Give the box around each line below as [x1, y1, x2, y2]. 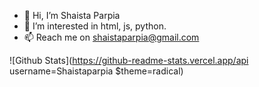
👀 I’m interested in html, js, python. [23, 20, 167, 32]
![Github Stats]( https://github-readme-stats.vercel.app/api [9, 55, 249, 66]
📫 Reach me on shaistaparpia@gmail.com [23, 31, 200, 43]
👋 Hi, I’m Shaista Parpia [23, 10, 121, 21]
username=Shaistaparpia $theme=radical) [9, 65, 184, 77]
